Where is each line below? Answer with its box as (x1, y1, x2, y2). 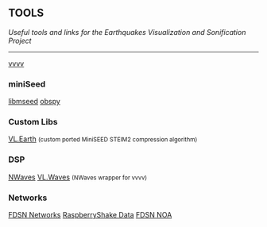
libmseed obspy (8, 97, 61, 106)
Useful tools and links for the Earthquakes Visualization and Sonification (8, 27, 246, 37)
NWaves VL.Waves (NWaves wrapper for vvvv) (8, 172, 147, 182)
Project (8, 36, 32, 45)
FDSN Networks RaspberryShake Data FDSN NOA (8, 210, 172, 219)
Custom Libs (8, 117, 58, 128)
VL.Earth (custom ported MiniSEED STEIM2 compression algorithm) (8, 134, 198, 144)
